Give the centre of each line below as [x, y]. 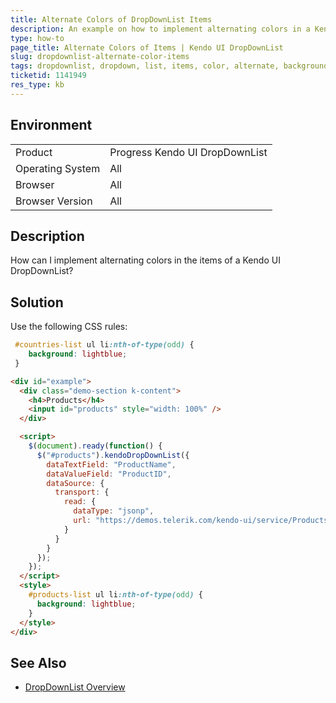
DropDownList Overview [75, 687]
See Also [38, 662]
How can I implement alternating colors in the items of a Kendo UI [145, 260]
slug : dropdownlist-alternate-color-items [100, 57]
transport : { [82, 492]
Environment [51, 125]
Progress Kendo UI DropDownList [188, 152]
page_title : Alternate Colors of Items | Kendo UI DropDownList [147, 47]
